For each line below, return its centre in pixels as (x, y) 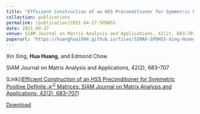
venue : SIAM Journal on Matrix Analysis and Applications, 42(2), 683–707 (101, 34)
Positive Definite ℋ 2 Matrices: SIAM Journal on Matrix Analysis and (89, 86)
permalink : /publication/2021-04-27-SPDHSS (61, 23)
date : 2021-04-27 (28, 28)
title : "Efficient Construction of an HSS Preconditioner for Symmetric (98, 12)
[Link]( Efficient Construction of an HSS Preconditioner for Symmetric (91, 79)
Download (19, 104)
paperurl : (18, 39)
